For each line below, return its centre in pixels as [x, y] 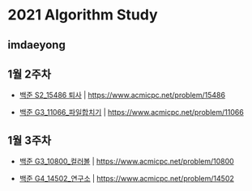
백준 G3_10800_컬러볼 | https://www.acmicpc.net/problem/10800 [126, 161]
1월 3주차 [30, 140]
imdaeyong [36, 45]
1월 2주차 [30, 74]
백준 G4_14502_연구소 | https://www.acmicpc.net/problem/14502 [126, 179]
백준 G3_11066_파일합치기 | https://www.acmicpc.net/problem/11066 [131, 112]
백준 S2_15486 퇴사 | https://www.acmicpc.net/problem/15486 [122, 95]
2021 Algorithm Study [83, 15]
